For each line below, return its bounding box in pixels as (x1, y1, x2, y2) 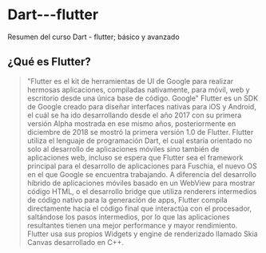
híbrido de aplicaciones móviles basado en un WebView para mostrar (26, 178, 256, 188)
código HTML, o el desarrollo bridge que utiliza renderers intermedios (26, 186, 257, 196)
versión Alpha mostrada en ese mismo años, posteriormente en (26, 118, 236, 128)
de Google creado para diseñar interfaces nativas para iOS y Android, (26, 101, 256, 111)
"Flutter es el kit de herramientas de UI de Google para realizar (26, 76, 234, 85)
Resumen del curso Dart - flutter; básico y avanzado (7, 32, 181, 42)
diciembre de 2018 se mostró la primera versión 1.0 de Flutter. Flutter (26, 127, 254, 136)
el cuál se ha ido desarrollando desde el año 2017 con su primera (26, 110, 242, 120)
